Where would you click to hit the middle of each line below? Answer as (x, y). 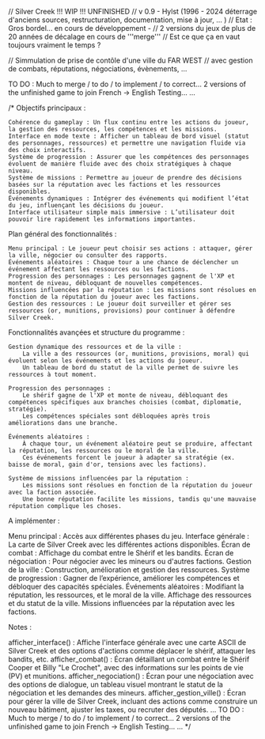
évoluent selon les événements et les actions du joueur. (106, 361)
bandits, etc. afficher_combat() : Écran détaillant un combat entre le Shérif (129, 659)
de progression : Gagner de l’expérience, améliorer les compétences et (124, 578)
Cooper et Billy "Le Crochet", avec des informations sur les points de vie (126, 667)
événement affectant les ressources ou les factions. (99, 269)
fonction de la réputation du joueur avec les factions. (104, 297)
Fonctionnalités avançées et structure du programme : (97, 332)
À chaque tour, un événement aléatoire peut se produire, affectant (138, 444)
